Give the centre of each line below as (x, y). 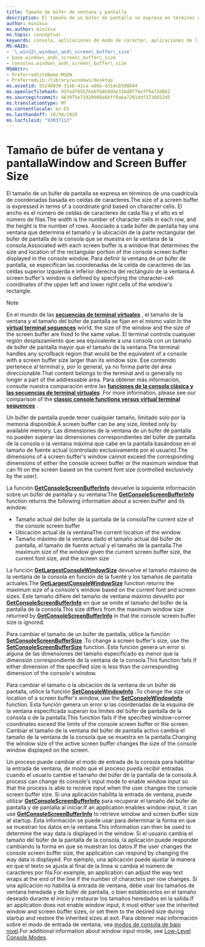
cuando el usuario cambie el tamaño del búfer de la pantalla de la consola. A (102, 775)
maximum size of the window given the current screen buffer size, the (103, 552)
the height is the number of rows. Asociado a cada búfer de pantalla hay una (103, 226)
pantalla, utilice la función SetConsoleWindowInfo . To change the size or (99, 692)
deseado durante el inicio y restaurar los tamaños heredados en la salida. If (100, 899)
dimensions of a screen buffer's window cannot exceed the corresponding (100, 457)
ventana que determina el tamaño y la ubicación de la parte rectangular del (101, 233)
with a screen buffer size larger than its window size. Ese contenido (91, 360)
